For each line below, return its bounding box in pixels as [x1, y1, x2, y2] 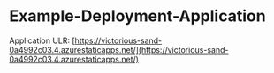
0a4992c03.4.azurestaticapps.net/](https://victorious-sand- [9, 44, 229, 55]
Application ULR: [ [9, 35, 75, 46]
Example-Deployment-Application [9, 6, 267, 26]
